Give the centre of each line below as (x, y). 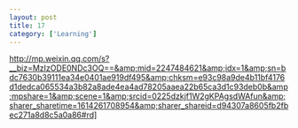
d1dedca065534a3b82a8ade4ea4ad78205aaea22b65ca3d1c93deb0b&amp (149, 87)
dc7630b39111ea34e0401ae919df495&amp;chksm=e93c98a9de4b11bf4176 (147, 78)
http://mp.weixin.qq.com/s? (59, 59)
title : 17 (27, 26)
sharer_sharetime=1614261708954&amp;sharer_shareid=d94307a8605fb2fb (149, 106)
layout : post (33, 17)
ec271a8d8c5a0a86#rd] (53, 115)
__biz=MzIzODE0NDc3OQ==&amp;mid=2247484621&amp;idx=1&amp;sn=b (148, 68)
